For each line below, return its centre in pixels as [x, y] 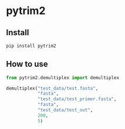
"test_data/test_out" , [65, 110]
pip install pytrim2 [31, 46]
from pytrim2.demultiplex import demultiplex [62, 77]
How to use [27, 64]
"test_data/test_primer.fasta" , [77, 99]
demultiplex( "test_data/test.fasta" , [52, 88]
